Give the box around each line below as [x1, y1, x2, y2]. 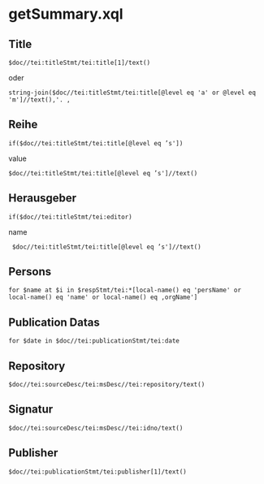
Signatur [8, 403, 54, 417]
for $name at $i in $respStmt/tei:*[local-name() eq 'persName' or [8, 286, 242, 295]
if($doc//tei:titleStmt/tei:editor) [8, 213, 132, 221]
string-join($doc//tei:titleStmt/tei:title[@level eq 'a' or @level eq [8, 89, 256, 97]
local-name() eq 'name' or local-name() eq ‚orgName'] [8, 293, 198, 301]
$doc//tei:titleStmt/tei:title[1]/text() [8, 58, 151, 67]
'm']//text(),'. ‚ [8, 96, 71, 104]
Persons [8, 265, 51, 279]
